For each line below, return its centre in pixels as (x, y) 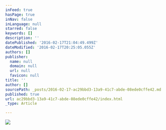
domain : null (23, 66)
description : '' (22, 38)
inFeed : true (19, 10)
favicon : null (24, 76)
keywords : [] (19, 33)
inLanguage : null (23, 24)
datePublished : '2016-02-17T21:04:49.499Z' (52, 43)
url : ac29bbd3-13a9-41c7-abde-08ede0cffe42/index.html (64, 99)
